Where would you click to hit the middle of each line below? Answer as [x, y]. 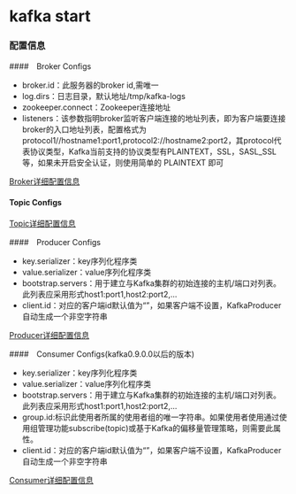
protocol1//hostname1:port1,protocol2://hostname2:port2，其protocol [148, 141]
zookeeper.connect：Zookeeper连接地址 [96, 107]
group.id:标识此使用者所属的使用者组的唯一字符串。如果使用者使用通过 [151, 417]
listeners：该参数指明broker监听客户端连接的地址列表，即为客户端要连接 [154, 119]
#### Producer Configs [55, 242]
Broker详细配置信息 [45, 181]
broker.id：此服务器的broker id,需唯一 [90, 85]
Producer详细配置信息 [49, 335]
